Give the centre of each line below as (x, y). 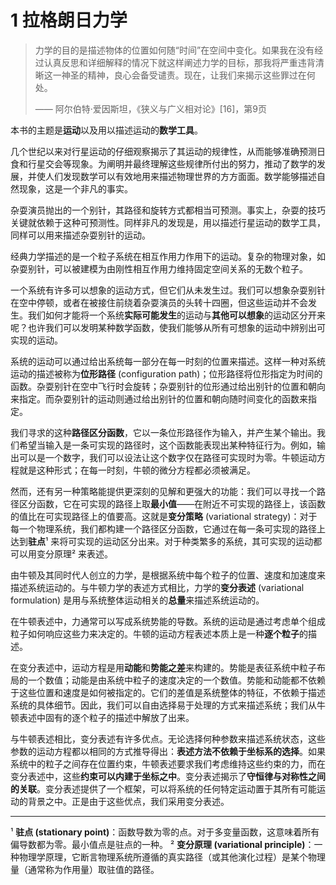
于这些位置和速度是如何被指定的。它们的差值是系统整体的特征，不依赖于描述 (168, 692)
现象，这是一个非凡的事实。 (75, 188)
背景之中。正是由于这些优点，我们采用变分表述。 (128, 801)
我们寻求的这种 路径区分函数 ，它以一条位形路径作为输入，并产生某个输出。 (163, 432)
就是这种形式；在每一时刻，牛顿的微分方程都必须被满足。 (137, 470)
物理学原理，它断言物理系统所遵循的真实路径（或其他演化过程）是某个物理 (172, 857)
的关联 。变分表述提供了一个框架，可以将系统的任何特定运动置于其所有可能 (163, 788)
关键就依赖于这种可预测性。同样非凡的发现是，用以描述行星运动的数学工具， (168, 222)
